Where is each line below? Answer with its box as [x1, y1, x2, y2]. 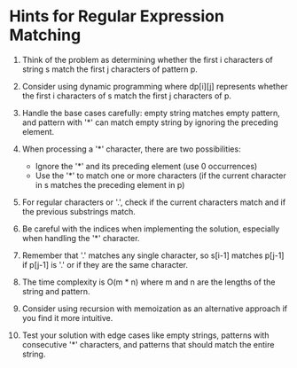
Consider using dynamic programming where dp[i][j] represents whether [21, 81, 288, 91]
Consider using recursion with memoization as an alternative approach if [21, 303, 288, 314]
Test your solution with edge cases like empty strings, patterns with [21, 330, 270, 341]
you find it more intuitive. [21, 312, 113, 323]
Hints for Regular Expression [9, 6, 224, 27]
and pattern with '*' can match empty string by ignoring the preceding [21, 117, 279, 128]
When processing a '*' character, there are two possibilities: [21, 144, 241, 154]
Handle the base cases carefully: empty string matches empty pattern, [21, 107, 281, 118]
